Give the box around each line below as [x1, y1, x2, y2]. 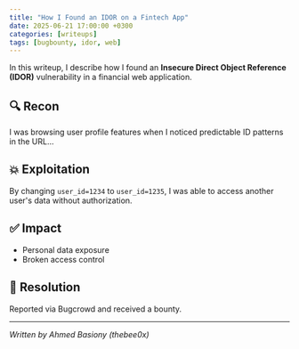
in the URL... [9, 136, 55, 147]
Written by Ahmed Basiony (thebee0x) [9, 329, 149, 339]
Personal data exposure [21, 244, 109, 255]
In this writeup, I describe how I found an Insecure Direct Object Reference [9, 62, 287, 73]
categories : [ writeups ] [9, 29, 98, 38]
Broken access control [21, 254, 105, 264]
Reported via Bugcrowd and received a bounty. [9, 304, 182, 314]
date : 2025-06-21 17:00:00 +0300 [9, 21, 133, 30]
